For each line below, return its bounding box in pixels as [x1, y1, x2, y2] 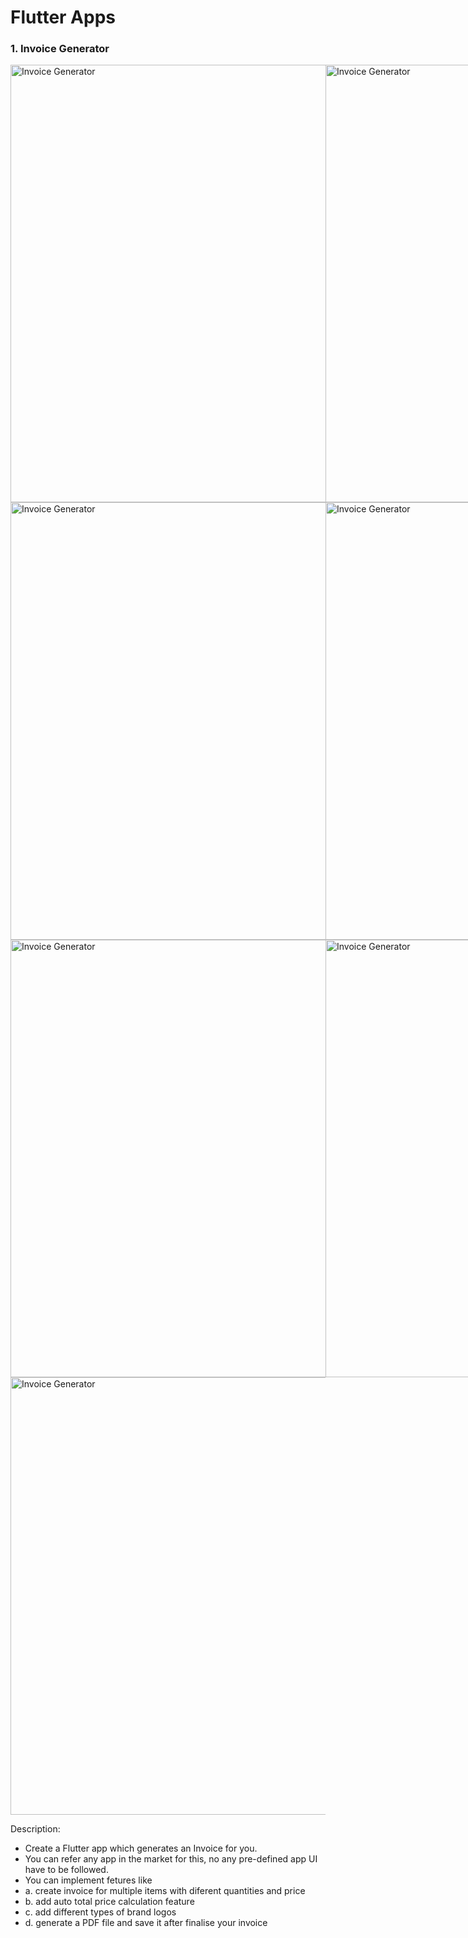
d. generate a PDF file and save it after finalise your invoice [24, 1917, 268, 1929]
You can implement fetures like [24, 1874, 153, 1886]
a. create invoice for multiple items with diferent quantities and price [24, 1885, 306, 1897]
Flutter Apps [10, 6, 116, 29]
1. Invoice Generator [10, 42, 110, 56]
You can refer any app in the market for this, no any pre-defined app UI [24, 1853, 318, 1865]
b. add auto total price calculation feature [24, 1896, 195, 1908]
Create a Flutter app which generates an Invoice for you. [24, 1842, 258, 1855]
